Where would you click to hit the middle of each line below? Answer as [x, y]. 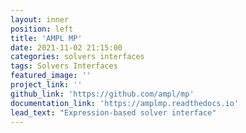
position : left [42, 29]
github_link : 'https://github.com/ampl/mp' [102, 94]
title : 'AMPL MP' [46, 38]
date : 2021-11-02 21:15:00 [66, 47]
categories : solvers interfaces [77, 57]
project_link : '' [46, 85]
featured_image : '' [51, 76]
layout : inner [40, 19]
